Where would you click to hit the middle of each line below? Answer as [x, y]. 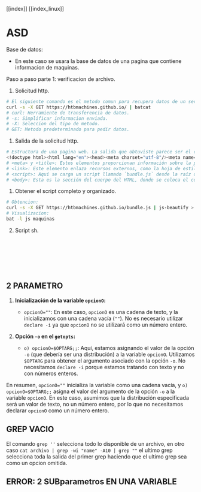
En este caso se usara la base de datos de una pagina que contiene [98, 61]
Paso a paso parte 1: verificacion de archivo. [61, 79]
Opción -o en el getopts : [45, 336]
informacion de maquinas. [47, 67]
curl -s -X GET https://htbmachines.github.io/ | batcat [79, 107]
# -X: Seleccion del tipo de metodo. [53, 124]
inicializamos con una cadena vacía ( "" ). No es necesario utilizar [103, 318]
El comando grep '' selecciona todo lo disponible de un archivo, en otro [95, 443]
